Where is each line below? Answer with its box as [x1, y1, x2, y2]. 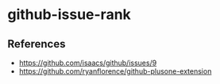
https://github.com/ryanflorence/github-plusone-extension [18, 67, 212, 76]
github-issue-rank [7, 6, 132, 24]
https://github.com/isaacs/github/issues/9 [18, 58, 157, 67]
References [7, 37, 66, 51]
